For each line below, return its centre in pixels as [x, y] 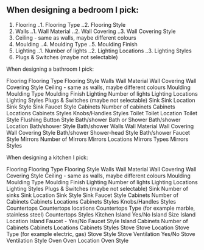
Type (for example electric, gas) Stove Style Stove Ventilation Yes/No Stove [101, 234]
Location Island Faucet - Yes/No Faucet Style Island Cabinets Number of [97, 221]
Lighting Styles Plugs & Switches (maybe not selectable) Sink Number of [97, 188]
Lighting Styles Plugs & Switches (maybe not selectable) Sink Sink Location [101, 100]
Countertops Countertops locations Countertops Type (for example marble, [101, 208]
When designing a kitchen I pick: [47, 157]
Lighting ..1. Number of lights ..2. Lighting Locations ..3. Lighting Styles [103, 51]
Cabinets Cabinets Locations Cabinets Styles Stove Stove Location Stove [98, 227]
